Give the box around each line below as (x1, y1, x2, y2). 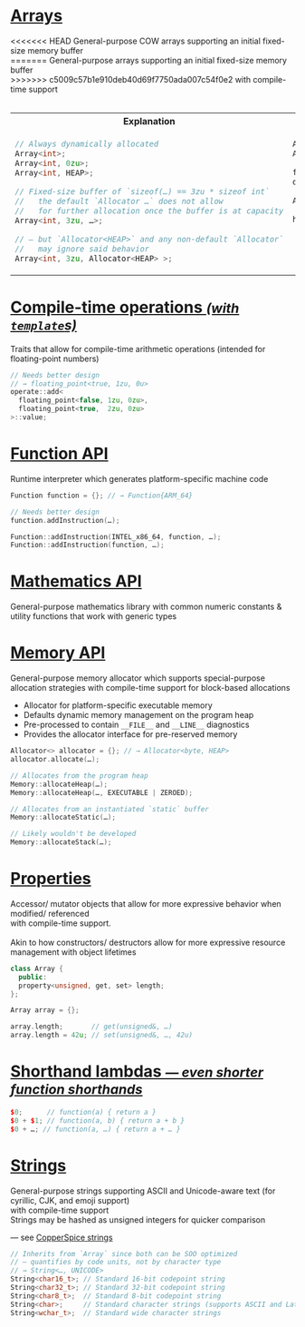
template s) (10, 316, 78, 334)
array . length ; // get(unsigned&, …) (10, 1022, 173, 1031)
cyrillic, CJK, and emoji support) (10, 1194, 130, 1205)
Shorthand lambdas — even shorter (10, 1061, 263, 1082)
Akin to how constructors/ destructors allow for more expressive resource (10, 937, 286, 948)
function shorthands (10, 1081, 143, 1098)
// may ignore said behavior (14, 243, 150, 254)
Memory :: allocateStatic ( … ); (10, 813, 117, 822)
